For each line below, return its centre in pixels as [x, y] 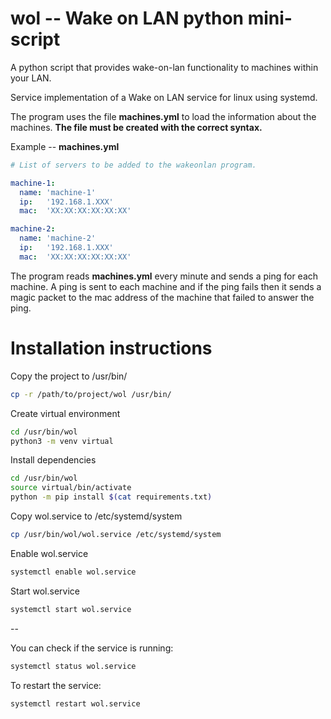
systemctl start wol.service [71, 609]
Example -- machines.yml [65, 146]
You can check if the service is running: [92, 648]
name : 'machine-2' [58, 238]
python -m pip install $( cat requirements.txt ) [111, 497]
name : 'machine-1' [58, 192]
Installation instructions [111, 348]
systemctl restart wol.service [75, 703]
